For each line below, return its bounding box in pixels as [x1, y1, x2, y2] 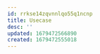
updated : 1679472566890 [7, 29, 77, 37]
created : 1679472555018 [7, 36, 77, 43]
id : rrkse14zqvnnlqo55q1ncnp [7, 10, 93, 18]
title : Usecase [7, 17, 52, 24]
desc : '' [7, 23, 33, 30]
